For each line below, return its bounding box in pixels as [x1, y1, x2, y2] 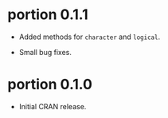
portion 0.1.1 [7, 6, 88, 24]
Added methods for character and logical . [18, 32, 161, 41]
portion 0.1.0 [7, 76, 93, 93]
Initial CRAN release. [18, 101, 87, 111]
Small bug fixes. [18, 47, 72, 57]
